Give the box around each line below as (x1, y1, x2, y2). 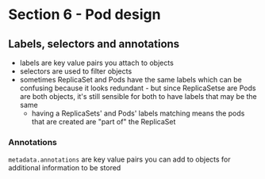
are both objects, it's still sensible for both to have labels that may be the (19, 92, 258, 101)
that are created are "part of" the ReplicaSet (31, 117, 176, 126)
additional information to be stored (8, 163, 121, 173)
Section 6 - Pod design (8, 6, 161, 24)
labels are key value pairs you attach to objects (19, 58, 175, 67)
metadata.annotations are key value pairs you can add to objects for (8, 154, 232, 164)
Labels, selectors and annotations (8, 37, 180, 51)
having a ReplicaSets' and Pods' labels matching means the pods (31, 109, 245, 118)
